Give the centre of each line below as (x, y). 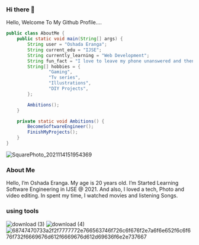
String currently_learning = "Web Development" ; (89, 55)
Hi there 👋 (21, 10)
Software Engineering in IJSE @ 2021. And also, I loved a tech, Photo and (95, 189)
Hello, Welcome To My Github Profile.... (54, 23)
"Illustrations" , (70, 83)
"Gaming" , (60, 72)
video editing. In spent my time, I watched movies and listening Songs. (92, 196)
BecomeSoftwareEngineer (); (61, 127)
